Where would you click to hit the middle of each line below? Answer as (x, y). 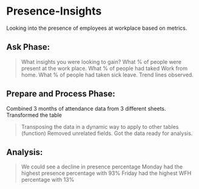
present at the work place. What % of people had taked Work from (104, 68)
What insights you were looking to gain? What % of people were (101, 61)
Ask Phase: (28, 47)
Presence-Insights (54, 11)
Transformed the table (34, 115)
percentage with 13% (48, 180)
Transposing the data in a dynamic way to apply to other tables (100, 126)
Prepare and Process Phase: (61, 94)
